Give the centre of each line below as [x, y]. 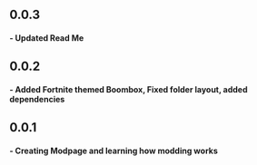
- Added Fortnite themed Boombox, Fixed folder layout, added [128, 89]
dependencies [37, 99]
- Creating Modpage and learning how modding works [114, 150]
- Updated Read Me [47, 38]
